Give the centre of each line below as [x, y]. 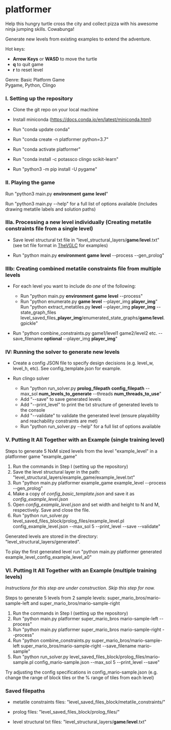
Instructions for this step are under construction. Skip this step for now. [80, 588]
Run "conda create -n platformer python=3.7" [60, 139]
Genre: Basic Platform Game [35, 79]
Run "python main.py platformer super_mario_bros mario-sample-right [87, 630]
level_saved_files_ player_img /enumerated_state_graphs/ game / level [92, 318]
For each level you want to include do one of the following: [74, 286]
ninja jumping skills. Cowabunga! [40, 29]
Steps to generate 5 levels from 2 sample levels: [56, 598]
